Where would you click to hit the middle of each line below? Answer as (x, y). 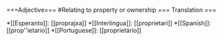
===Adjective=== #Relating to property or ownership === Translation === (112, 10)
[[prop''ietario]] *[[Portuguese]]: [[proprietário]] (74, 30)
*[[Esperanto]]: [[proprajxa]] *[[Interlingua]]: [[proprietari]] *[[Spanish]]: (109, 23)
